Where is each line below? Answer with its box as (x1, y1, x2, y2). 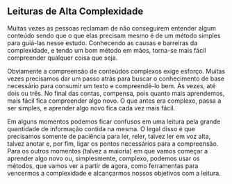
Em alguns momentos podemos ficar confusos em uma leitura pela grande (7, 117, 221, 126)
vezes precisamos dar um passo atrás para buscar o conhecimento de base (7, 74, 224, 83)
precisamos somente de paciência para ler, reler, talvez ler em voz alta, (7, 132, 211, 140)
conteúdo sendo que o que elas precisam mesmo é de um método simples (7, 31, 221, 40)
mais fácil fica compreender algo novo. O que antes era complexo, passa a (7, 97, 222, 105)
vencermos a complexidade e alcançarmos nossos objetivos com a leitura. (7, 169, 221, 177)
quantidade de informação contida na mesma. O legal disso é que (7, 124, 196, 133)
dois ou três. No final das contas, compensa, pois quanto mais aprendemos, (7, 89, 225, 97)
